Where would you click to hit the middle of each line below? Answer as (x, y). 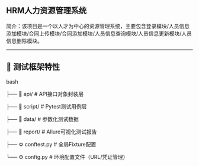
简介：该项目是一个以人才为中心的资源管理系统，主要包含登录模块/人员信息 (98, 26)
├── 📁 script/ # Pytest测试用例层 (46, 106)
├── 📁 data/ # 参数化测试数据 (42, 119)
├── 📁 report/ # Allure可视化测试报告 (52, 132)
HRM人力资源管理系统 (46, 11)
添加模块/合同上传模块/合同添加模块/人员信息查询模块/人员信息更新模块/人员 (99, 33)
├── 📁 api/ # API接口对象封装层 (45, 94)
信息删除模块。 (24, 41)
